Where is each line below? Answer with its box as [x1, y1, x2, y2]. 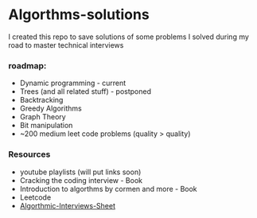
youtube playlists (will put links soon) [19, 167, 142, 177]
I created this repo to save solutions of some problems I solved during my [8, 32, 249, 41]
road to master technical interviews [8, 40, 124, 49]
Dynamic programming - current [19, 78, 127, 88]
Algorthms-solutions [8, 6, 150, 24]
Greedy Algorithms [19, 103, 82, 113]
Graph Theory [19, 112, 66, 122]
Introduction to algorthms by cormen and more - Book [19, 184, 197, 193]
